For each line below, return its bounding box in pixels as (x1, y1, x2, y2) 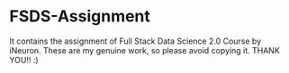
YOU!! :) (9, 54, 39, 65)
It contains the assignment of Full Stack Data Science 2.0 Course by (9, 36, 262, 46)
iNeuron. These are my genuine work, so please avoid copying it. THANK (9, 45, 281, 55)
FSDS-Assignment (9, 6, 151, 27)
